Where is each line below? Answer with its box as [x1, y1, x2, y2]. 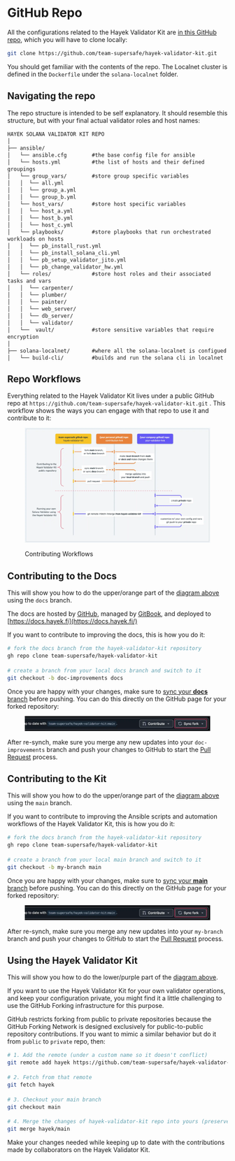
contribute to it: [7, 414, 52, 422]
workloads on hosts [7, 236, 64, 243]
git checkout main [7, 1103, 61, 1111]
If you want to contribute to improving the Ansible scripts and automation [7, 812, 218, 821]
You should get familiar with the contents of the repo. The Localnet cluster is [7, 62, 228, 71]
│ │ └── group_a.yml [7, 187, 77, 194]
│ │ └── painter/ [7, 298, 68, 305]
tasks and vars [7, 277, 52, 284]
